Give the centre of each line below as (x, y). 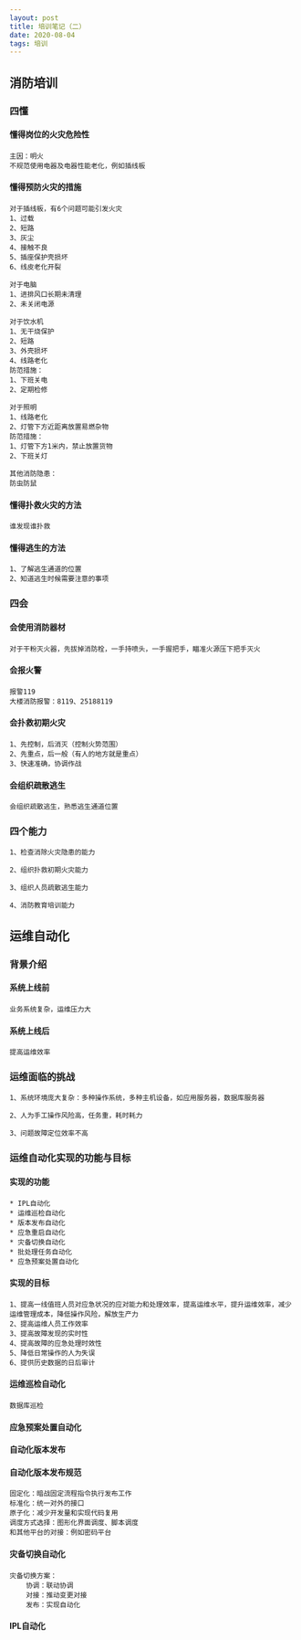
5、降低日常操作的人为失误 (52, 1353)
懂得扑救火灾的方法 (46, 504)
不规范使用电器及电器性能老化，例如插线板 (78, 165)
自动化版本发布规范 (46, 1472)
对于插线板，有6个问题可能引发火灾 (66, 208)
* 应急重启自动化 (37, 1233)
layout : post (34, 18)
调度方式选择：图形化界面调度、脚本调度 (74, 1523)
